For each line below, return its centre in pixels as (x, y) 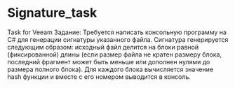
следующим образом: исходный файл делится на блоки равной (103, 47)
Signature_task (52, 13)
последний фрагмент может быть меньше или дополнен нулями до (109, 61)
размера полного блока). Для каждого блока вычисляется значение (110, 69)
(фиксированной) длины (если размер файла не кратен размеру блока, (115, 54)
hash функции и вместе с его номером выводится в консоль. (99, 76)
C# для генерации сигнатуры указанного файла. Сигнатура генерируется (118, 39)
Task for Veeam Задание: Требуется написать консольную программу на (117, 32)
